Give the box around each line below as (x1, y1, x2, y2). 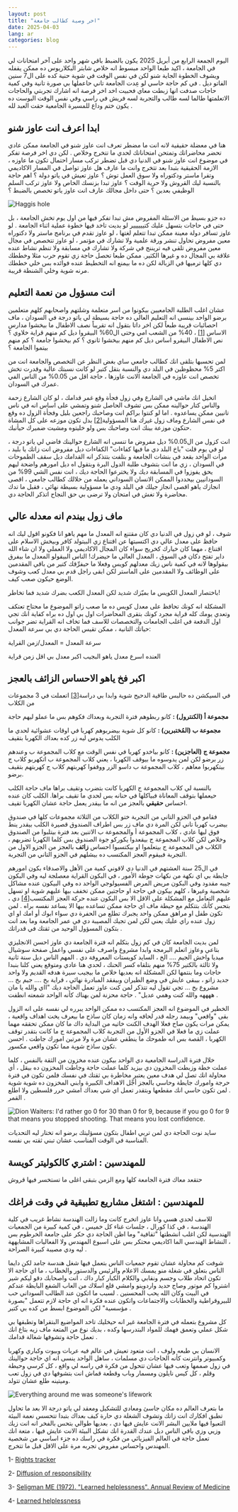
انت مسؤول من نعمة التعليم (8, 286, 115, 298)
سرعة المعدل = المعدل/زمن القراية (8, 638, 101, 646)
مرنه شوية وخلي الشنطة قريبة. (8, 266, 89, 274)
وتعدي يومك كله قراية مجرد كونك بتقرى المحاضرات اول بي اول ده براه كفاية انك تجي (8, 609, 231, 617)
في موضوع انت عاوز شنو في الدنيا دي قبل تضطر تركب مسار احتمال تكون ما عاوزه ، (8, 155, 228, 164)
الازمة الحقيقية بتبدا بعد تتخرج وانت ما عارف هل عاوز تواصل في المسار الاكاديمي (8, 163, 219, 172)
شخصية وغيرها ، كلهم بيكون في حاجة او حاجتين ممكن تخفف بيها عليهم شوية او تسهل (8, 887, 229, 895)
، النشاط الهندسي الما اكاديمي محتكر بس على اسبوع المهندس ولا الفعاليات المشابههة (8, 1238, 231, 1245)
